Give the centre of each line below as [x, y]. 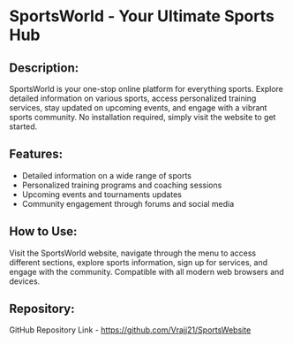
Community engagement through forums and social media [128, 203]
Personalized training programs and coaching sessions [122, 185]
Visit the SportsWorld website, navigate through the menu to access [133, 253]
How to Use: [43, 232]
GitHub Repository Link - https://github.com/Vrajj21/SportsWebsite [130, 330]
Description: [44, 68]
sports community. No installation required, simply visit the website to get [143, 117]
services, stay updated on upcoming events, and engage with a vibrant [138, 107]
